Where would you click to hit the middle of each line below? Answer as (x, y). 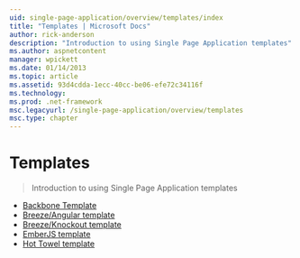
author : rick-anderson (52, 34)
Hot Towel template (59, 244)
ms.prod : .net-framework (56, 101)
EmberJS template (56, 235)
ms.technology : (38, 93)
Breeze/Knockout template (72, 225)
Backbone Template (59, 206)
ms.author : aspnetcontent (58, 51)
